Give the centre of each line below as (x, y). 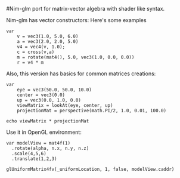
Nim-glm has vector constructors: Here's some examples (77, 20)
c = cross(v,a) (36, 52)
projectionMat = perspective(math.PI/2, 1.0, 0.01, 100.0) (92, 111)
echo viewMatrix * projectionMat (48, 121)
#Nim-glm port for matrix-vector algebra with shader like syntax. (86, 9)
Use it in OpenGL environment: (44, 132)
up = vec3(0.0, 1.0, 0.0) (49, 100)
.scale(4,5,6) (29, 154)
